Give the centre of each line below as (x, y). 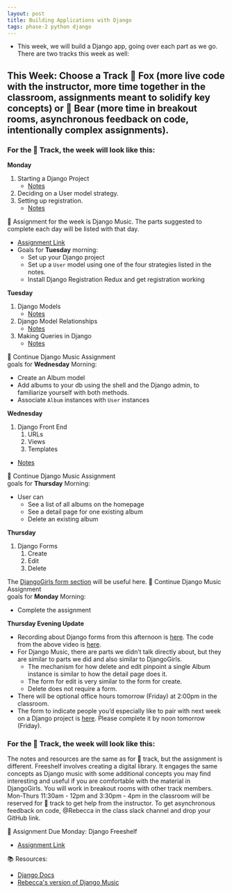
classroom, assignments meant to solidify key (109, 97)
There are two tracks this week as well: (73, 54)
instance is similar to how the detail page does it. (98, 674)
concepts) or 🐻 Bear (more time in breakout (102, 108)
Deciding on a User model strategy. (68, 193)
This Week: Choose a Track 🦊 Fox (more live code (116, 76)
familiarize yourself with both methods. (73, 393)
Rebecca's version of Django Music (68, 883)
